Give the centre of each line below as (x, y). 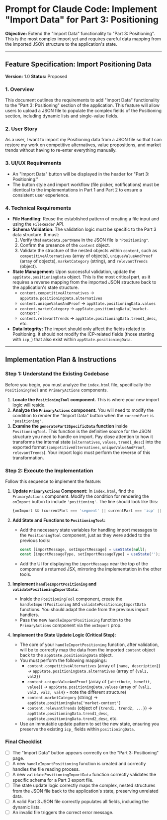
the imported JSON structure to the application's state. (61, 44)
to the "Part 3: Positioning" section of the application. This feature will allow (83, 105)
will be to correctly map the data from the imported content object (87, 649)
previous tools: (35, 540)
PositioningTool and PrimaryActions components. (57, 390)
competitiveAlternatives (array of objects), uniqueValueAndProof (86, 256)
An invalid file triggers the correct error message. (63, 813)
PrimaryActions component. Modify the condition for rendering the (81, 496)
